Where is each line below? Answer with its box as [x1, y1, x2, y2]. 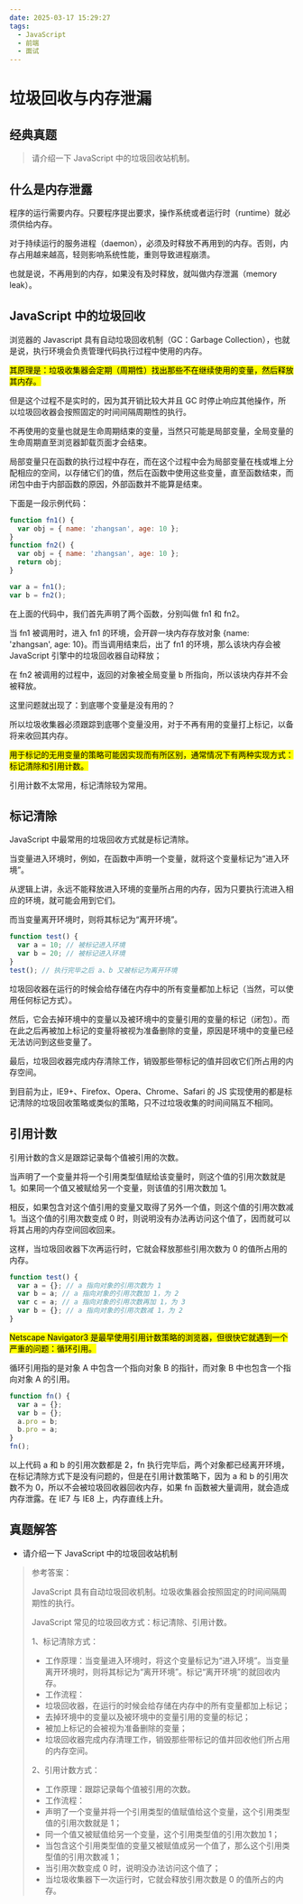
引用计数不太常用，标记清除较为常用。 [9, 780, 151, 790]
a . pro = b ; [17, 1417, 59, 1426]
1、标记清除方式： [31, 1635, 99, 1647]
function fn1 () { [9, 515, 75, 524]
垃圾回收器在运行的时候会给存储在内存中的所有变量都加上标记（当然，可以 [9, 983, 286, 994]
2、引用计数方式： [31, 1764, 101, 1775]
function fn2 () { [9, 541, 75, 550]
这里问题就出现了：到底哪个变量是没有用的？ [9, 699, 176, 710]
